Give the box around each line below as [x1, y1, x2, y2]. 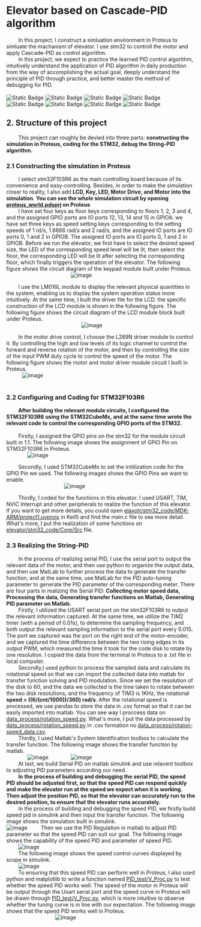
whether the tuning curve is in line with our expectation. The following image [6, 900, 196, 908]
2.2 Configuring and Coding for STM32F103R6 [6, 393, 145, 401]
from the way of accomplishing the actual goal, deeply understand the [6, 68, 180, 75]
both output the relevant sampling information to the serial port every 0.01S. [6, 625, 193, 633]
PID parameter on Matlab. [6, 600, 71, 607]
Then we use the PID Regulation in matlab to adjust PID [41, 824, 177, 831]
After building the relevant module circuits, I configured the [17, 407, 169, 414]
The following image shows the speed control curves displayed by [17, 849, 182, 856]
